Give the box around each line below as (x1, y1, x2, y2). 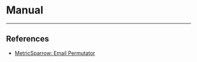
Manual (6, 4, 44, 17)
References (6, 34, 49, 44)
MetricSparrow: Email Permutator (14, 49, 96, 56)
